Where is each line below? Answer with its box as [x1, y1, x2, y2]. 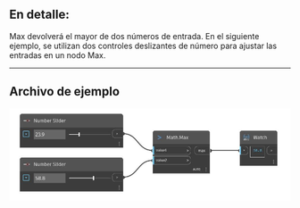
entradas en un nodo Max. [9, 49, 106, 61]
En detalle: [9, 7, 70, 22]
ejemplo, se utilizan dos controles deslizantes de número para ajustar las [9, 40, 278, 51]
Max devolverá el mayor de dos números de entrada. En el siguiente [9, 30, 260, 41]
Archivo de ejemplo [9, 84, 121, 99]
